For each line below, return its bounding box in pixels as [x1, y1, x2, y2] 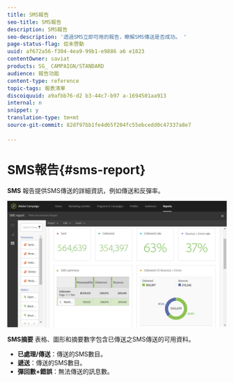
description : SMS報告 [7, 26, 68, 33]
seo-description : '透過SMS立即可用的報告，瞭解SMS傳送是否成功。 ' [7, 33, 187, 40]
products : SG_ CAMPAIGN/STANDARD [7, 63, 104, 70]
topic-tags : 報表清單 [7, 84, 66, 92]
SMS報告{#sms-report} [7, 162, 146, 178]
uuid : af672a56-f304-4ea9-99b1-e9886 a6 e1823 [7, 48, 145, 55]
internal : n [7, 100, 42, 107]
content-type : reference [7, 77, 79, 84]
